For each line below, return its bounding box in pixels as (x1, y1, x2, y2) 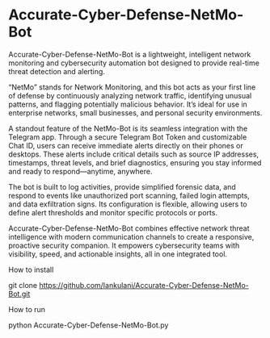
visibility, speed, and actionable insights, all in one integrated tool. (8, 248, 228, 259)
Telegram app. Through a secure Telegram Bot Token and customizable (8, 131, 247, 142)
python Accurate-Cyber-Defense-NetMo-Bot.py (8, 320, 169, 330)
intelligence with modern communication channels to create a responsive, (8, 232, 255, 241)
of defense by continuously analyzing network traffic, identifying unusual (8, 90, 252, 100)
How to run (8, 304, 46, 314)
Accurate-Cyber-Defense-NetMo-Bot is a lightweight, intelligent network (8, 49, 251, 59)
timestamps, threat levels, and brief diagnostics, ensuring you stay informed (8, 157, 262, 167)
